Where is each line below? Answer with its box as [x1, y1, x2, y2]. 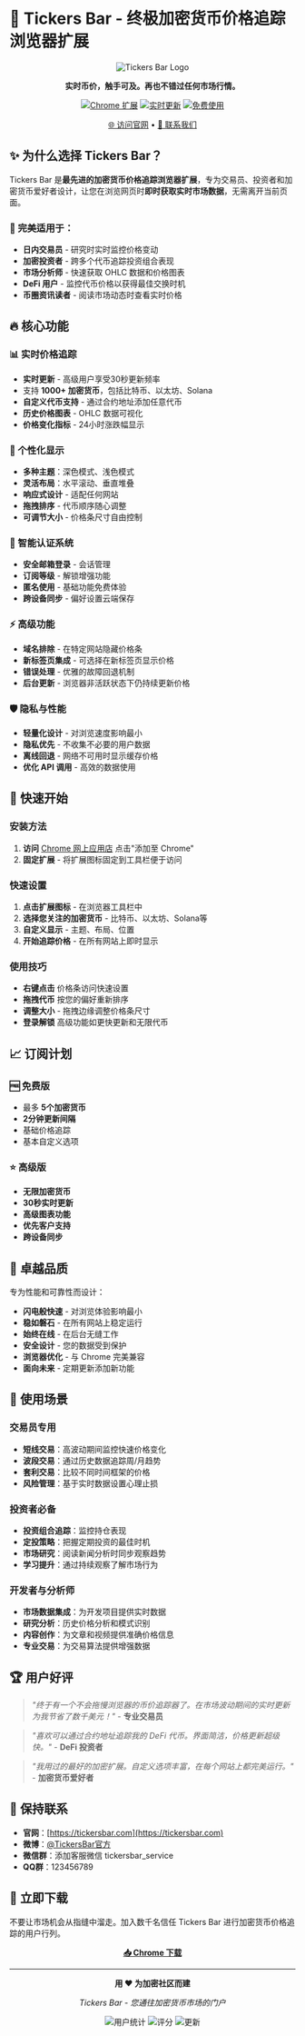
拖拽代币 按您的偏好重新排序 [22, 994, 129, 1005]
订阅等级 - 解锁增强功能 [22, 570, 112, 582]
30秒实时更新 [22, 1197, 74, 1209]
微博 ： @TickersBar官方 [22, 1838, 112, 1850]
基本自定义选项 [22, 1135, 79, 1146]
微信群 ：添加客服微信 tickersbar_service [22, 1850, 174, 1861]
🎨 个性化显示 [9, 444, 65, 456]
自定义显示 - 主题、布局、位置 [22, 923, 135, 934]
